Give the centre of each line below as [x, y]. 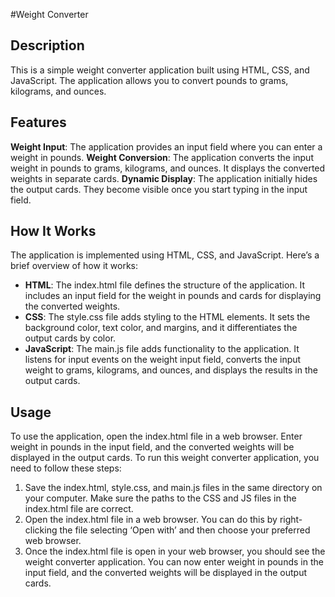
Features [38, 122]
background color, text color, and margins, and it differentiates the [161, 328]
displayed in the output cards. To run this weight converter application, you [165, 458]
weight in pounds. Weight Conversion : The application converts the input [162, 157]
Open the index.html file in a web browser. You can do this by [151, 520]
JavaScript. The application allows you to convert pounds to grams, [149, 80]
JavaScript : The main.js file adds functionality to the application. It [162, 349]
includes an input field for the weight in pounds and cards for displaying [173, 296]
